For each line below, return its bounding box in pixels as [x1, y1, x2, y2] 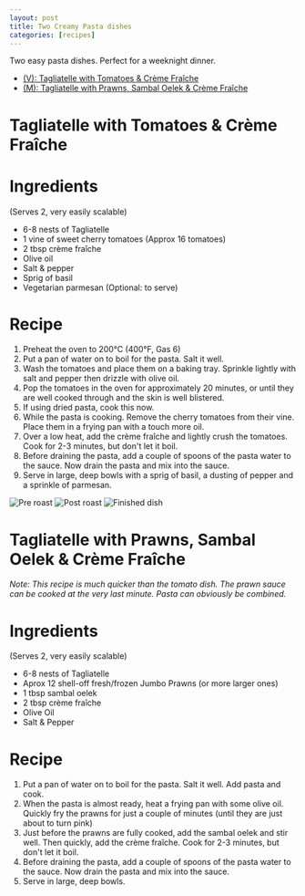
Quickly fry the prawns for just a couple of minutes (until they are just [22, 808, 283, 819]
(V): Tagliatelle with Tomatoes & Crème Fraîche [22, 73, 199, 84]
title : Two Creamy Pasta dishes [9, 22, 132, 31]
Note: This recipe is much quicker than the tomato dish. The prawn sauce [9, 578, 287, 589]
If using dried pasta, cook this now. [22, 402, 155, 413]
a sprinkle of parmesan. [22, 480, 112, 491]
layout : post [9, 13, 59, 23]
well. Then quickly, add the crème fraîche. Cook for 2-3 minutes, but [22, 837, 280, 849]
